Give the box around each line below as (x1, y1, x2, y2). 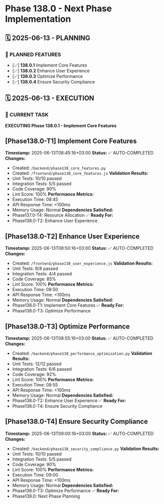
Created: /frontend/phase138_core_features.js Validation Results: (12, 170, 149, 176)
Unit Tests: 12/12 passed (12, 361, 62, 367)
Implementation (5, 13, 71, 25)
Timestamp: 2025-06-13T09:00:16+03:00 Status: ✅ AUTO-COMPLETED (5, 430, 154, 436)
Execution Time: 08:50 (12, 287, 58, 293)
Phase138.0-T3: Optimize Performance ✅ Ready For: (12, 487, 119, 494)
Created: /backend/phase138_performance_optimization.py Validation (12, 350, 152, 356)
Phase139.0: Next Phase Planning (12, 493, 80, 499)
